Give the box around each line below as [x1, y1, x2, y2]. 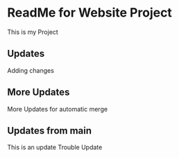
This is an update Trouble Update [7, 143, 103, 152]
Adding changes [7, 66, 54, 74]
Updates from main [7, 125, 92, 137]
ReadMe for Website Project [7, 5, 172, 21]
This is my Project [7, 28, 59, 36]
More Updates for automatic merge [7, 105, 108, 113]
